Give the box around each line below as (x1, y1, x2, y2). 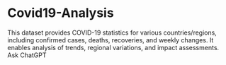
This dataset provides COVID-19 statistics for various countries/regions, (7, 28, 217, 37)
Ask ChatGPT (7, 51, 47, 59)
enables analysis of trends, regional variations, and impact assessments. (7, 43, 220, 52)
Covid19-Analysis (7, 5, 115, 21)
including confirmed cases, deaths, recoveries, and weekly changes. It (7, 35, 214, 44)
